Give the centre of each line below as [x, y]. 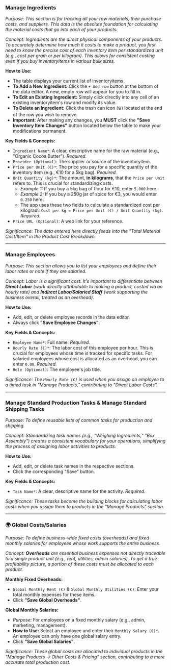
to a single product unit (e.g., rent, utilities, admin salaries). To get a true [81, 559]
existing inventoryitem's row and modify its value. [65, 103]
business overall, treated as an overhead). [50, 297]
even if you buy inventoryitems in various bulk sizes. [60, 61]
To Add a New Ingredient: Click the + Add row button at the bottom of [85, 86]
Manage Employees [30, 255]
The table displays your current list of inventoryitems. [68, 81]
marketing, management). [40, 625]
